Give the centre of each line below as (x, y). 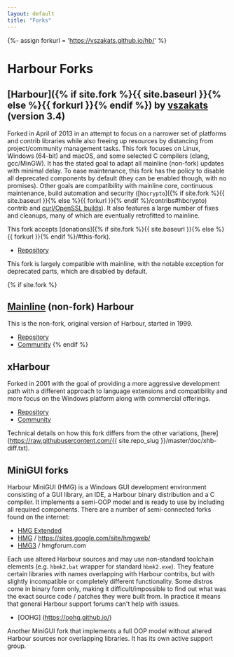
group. (17, 646)
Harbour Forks (50, 68)
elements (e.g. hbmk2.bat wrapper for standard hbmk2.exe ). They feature (111, 566)
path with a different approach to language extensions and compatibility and (117, 391)
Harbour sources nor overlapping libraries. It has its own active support (110, 638)
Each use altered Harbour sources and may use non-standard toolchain (110, 559)
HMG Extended (39, 530)
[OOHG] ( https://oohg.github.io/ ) (64, 617)
